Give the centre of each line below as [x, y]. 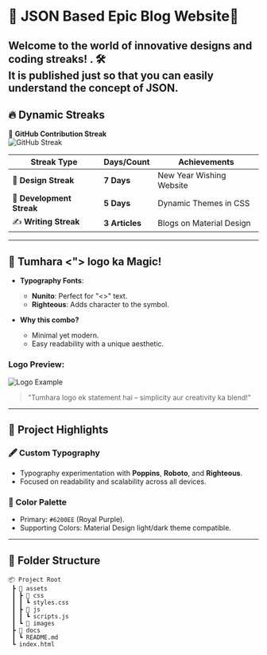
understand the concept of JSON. [93, 88]
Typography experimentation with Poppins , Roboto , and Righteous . [131, 474]
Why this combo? [49, 320]
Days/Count [126, 162]
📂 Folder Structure [54, 560]
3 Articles [122, 223]
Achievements [206, 162]
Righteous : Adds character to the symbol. [100, 305]
